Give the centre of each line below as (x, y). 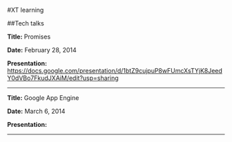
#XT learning (26, 10)
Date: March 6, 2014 (36, 111)
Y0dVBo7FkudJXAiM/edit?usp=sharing (63, 78)
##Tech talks (26, 23)
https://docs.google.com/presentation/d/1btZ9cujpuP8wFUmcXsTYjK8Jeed (115, 71)
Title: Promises (29, 37)
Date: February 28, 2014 (42, 50)
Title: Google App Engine (43, 98)
